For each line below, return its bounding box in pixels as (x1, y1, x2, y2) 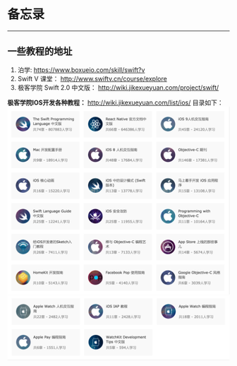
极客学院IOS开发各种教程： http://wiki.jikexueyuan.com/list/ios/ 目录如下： (7, 98, 224, 107)
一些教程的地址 (7, 45, 73, 57)
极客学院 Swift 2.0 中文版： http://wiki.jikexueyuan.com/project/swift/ (17, 83, 219, 92)
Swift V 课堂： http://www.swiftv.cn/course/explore (17, 74, 167, 83)
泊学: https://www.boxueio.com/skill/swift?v (17, 65, 145, 74)
